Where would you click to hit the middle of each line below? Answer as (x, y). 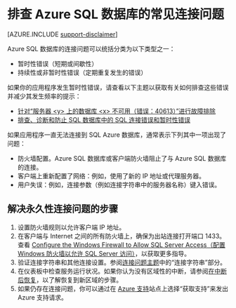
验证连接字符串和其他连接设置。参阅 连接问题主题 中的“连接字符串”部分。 (122, 262)
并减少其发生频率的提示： (44, 96)
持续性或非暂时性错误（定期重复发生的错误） (82, 72)
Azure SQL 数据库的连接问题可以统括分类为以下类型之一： (91, 48)
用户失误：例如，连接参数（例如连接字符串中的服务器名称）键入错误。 (119, 185)
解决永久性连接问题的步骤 (63, 209)
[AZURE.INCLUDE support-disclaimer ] (63, 34)
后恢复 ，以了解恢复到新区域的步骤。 (70, 280)
